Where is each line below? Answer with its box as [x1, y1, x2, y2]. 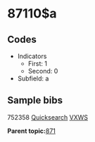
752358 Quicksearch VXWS [7, 113, 89, 121]
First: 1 [27, 59, 48, 68]
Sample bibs [7, 94, 63, 106]
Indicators [17, 52, 47, 60]
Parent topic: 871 [7, 127, 56, 135]
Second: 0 [27, 67, 58, 75]
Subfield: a [17, 74, 49, 83]
